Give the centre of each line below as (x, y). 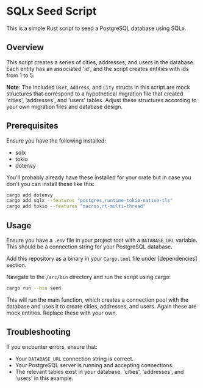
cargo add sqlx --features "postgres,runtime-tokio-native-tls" (90, 201)
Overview (25, 47)
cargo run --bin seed (34, 288)
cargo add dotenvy (30, 195)
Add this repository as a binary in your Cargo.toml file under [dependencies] (102, 259)
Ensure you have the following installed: (56, 140)
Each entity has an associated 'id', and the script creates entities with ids (98, 69)
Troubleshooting (39, 332)
